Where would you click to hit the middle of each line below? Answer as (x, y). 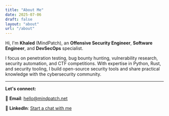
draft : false (19, 19)
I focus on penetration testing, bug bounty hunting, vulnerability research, (82, 58)
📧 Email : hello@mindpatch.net (36, 98)
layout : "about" (22, 24)
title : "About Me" (24, 10)
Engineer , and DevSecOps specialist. (44, 48)
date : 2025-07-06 (23, 15)
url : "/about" (20, 29)
